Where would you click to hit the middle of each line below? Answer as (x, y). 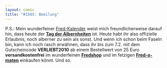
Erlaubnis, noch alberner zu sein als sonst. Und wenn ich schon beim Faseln (83, 39)
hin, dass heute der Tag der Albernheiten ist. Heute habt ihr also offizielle (81, 34)
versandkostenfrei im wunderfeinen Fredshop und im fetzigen (70, 55)
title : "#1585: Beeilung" (32, 14)
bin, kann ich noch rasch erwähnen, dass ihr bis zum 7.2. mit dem (72, 44)
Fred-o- (144, 55)
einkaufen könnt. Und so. (45, 60)
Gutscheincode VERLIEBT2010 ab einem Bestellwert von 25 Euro (72, 50)
